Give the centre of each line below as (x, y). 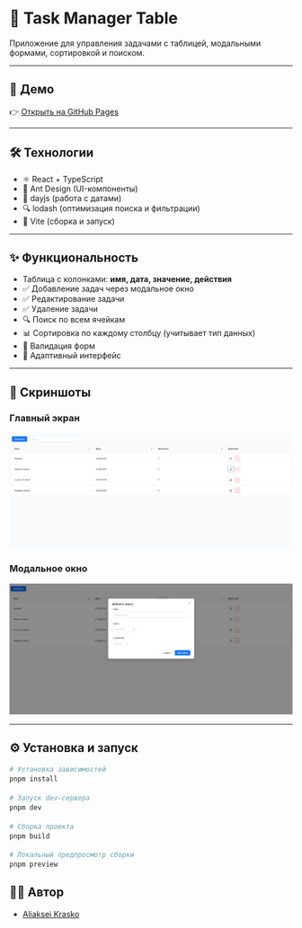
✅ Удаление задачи (60, 309)
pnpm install (34, 779)
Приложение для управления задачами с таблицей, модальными (135, 43)
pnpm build (30, 836)
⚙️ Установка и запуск (74, 748)
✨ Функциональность (74, 257)
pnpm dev (26, 808)
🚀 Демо (32, 89)
